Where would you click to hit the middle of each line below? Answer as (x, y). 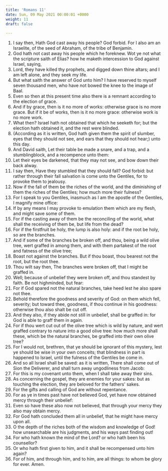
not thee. (22, 294)
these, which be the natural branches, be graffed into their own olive (83, 336)
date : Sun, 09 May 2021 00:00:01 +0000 (47, 15)
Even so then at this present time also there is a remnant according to (84, 96)
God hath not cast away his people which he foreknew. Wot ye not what (87, 54)
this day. (21, 144)
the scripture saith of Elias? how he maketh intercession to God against (86, 59)
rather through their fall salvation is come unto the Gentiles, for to (80, 176)
